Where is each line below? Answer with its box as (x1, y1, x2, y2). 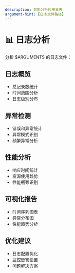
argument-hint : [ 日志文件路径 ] (5, 12, 64, 17)
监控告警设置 (12, 256, 38, 262)
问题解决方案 (12, 263, 38, 269)
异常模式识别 (12, 132, 38, 137)
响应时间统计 (12, 167, 38, 173)
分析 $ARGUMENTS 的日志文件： (5, 54, 72, 60)
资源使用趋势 (12, 173, 38, 179)
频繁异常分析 (12, 137, 38, 144)
